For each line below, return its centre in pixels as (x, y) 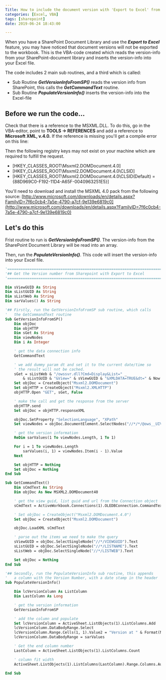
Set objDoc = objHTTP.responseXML (49, 410)
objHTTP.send (27, 406)
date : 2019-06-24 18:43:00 (33, 24)
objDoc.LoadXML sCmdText (40, 528)
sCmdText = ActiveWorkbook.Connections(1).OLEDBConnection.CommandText (89, 506)
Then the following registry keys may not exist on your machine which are (80, 151)
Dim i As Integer (32, 342)
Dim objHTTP (26, 328)
